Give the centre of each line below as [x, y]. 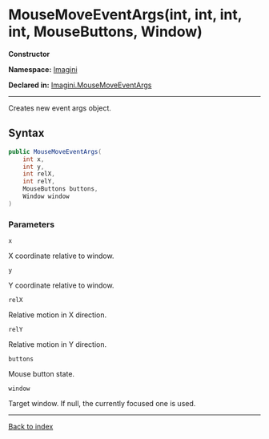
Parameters [31, 224]
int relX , [39, 174]
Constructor [29, 54]
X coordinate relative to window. [61, 256]
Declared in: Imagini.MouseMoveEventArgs [80, 85]
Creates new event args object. [60, 108]
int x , [34, 159]
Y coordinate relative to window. [61, 285]
